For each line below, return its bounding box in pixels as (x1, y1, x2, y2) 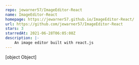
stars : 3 (5, 26, 24, 31)
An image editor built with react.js (14, 40, 94, 45)
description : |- (5, 36, 39, 41)
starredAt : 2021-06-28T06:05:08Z (5, 31, 76, 36)
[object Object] (5, 54, 37, 60)
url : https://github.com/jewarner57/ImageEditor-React (5, 21, 123, 27)
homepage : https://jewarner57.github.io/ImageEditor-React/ (5, 17, 135, 22)
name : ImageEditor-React (5, 12, 58, 17)
